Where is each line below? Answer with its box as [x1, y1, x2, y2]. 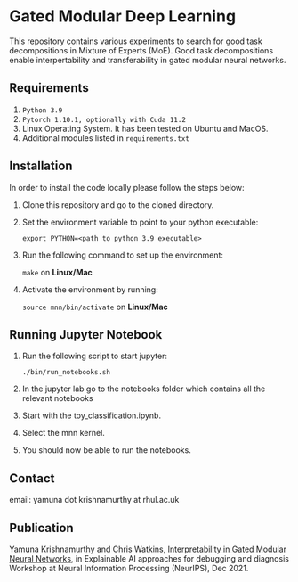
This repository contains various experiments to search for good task [9, 36, 262, 46]
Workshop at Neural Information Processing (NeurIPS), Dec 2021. [9, 563, 249, 573]
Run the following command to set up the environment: [21, 250, 224, 260]
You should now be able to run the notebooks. [21, 445, 191, 455]
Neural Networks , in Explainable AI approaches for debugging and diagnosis [9, 553, 289, 563]
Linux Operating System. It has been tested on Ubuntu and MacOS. [21, 123, 269, 134]
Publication [9, 520, 74, 536]
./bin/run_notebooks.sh [21, 368, 111, 377]
